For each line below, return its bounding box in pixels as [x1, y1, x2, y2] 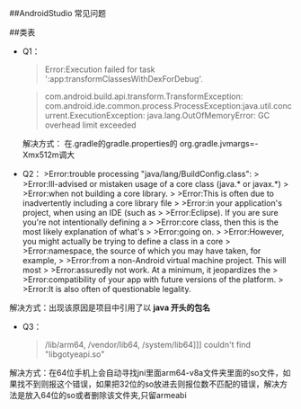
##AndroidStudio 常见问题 [9, 8, 106, 18]
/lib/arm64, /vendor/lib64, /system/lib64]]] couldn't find [44, 340, 252, 350]
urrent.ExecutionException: [44, 111, 146, 120]
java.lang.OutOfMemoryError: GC [146, 111, 270, 120]
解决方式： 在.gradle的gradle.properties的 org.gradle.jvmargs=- [22, 138, 259, 148]
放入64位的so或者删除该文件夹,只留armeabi [24, 390, 187, 400]
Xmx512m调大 [22, 149, 75, 160]
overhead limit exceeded [44, 120, 137, 130]
